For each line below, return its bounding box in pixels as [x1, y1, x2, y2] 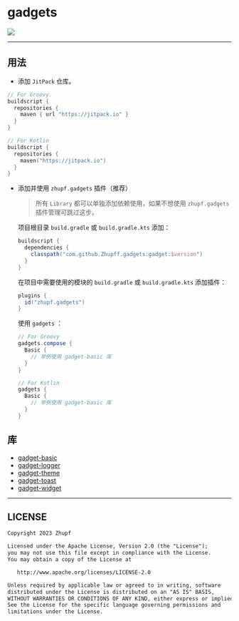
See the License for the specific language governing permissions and [7, 602, 221, 609]
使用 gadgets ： [17, 319, 63, 328]
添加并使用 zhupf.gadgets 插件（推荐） [17, 184, 132, 193]
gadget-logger [17, 461, 60, 469]
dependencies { [24, 244, 70, 252]
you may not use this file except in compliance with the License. [7, 550, 212, 557]
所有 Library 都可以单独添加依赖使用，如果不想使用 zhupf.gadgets [35, 199, 230, 207]
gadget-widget [17, 483, 62, 492]
